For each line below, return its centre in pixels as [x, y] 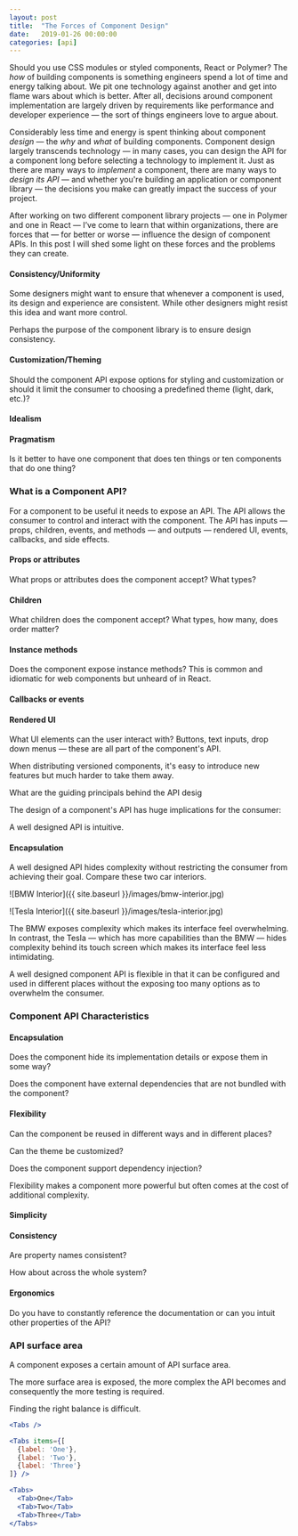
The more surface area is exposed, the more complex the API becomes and [148, 1382]
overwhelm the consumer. [57, 993]
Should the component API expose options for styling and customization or [147, 379]
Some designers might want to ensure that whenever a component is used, [147, 294]
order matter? [34, 630]
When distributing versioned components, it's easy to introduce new [134, 766]
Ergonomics [32, 1293]
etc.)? [20, 398]
